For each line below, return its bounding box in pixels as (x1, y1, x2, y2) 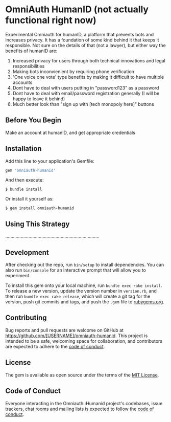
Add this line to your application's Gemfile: (5, 158, 94, 164)
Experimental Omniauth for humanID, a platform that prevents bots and (5, 31, 154, 37)
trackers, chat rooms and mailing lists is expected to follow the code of (5, 406, 154, 412)
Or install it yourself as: (5, 196, 54, 202)
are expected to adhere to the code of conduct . (5, 343, 105, 349)
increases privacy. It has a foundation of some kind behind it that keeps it (5, 37, 159, 43)
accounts (12, 79, 33, 85)
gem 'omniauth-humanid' (5, 168, 56, 173)
